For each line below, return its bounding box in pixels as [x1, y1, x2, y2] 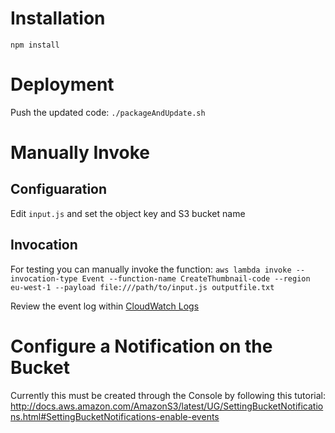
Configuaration [10, 181, 108, 198]
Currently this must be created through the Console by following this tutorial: [10, 389, 327, 401]
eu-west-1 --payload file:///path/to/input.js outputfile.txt [10, 282, 275, 292]
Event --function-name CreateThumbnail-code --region [81, 273, 311, 284]
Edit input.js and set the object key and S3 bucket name [10, 207, 246, 219]
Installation [10, 7, 106, 30]
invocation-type [10, 273, 78, 284]
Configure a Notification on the [10, 335, 273, 357]
